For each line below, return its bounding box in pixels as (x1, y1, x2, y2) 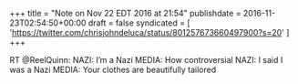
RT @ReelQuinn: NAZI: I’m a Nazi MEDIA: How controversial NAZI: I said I (9, 55, 283, 65)
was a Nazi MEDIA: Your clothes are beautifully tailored (9, 64, 217, 75)
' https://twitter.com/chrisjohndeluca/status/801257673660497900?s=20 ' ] (9, 27, 290, 37)
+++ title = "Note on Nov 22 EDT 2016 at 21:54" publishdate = (9, 8, 241, 18)
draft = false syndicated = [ (87, 17, 190, 28)
